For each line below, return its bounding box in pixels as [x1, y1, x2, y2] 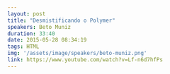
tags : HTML [7, 43, 40, 50]
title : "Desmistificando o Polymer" [7, 17, 115, 24]
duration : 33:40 [7, 30, 55, 37]
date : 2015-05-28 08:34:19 [7, 37, 87, 44]
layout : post [7, 10, 46, 18]
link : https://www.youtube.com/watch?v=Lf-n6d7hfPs [7, 56, 163, 63]
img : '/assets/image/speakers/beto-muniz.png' [7, 50, 147, 57]
